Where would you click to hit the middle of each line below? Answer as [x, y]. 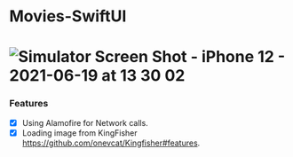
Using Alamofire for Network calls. [85, 122]
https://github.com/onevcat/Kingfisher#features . [111, 143]
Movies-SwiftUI [68, 16]
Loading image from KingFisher [79, 133]
